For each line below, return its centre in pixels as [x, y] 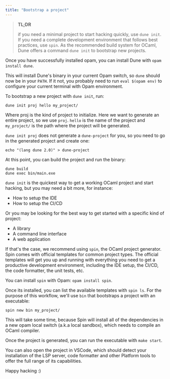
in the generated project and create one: [47, 141]
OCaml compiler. [23, 330]
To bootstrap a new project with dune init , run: [55, 96]
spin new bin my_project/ [32, 310]
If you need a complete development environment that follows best [88, 40]
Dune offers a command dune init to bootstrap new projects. [82, 50]
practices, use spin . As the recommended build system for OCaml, [87, 45]
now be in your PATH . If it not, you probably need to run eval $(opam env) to [84, 81]
